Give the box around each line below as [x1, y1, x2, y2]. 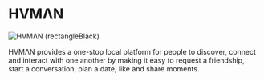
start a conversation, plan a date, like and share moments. [8, 63, 200, 73]
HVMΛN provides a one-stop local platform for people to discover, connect [8, 47, 257, 56]
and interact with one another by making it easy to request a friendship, [8, 55, 245, 65]
